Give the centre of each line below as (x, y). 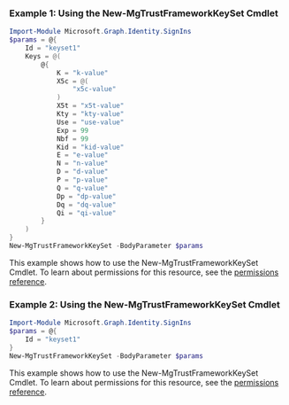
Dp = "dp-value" (86, 196)
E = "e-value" (82, 155)
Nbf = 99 (72, 139)
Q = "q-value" (82, 188)
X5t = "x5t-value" (90, 106)
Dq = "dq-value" (86, 205)
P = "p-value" (82, 180)
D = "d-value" (82, 172)
